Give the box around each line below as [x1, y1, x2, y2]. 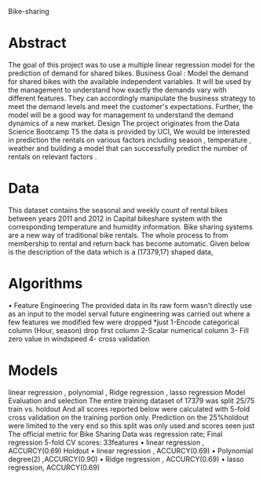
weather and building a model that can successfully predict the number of [8, 143, 247, 152]
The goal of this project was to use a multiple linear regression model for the [8, 60, 255, 69]
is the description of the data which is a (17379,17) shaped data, [8, 247, 214, 256]
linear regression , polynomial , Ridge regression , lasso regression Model [8, 387, 246, 397]
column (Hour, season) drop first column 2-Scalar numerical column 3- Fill [8, 325, 250, 335]
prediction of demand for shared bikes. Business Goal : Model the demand [8, 68, 249, 78]
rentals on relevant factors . [8, 152, 97, 161]
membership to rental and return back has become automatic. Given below [8, 239, 250, 248]
